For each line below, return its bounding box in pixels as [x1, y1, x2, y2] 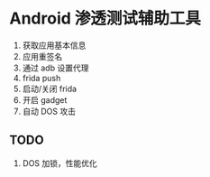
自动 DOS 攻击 [22, 106, 77, 116]
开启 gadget [22, 94, 68, 105]
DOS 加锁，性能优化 [22, 157, 97, 168]
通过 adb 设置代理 [22, 62, 89, 73]
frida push [22, 72, 61, 83]
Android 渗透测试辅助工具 [9, 8, 201, 29]
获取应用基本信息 [22, 40, 87, 51]
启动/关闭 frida [22, 83, 78, 94]
